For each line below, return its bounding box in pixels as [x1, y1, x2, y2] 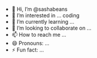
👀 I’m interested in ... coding [11, 12, 80, 19]
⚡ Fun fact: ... [11, 46, 44, 53]
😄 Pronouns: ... [11, 40, 50, 47]
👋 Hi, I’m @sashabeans [11, 6, 68, 12]
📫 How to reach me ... [11, 31, 66, 38]
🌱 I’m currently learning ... [11, 18, 75, 25]
